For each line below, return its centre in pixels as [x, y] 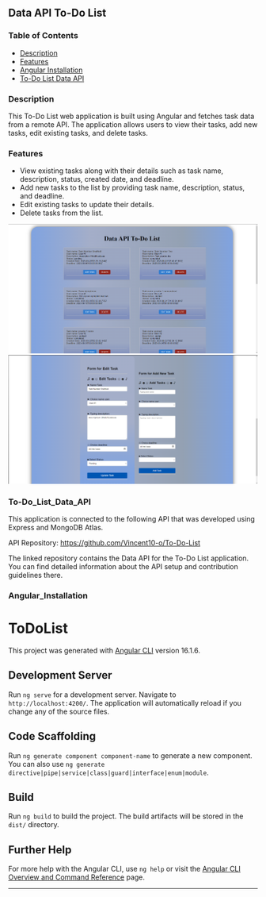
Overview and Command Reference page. [76, 877]
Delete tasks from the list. [61, 213]
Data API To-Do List [57, 13]
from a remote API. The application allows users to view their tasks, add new [133, 124]
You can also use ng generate [57, 764]
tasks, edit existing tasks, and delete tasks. [78, 133]
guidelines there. [36, 576]
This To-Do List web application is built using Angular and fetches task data [131, 116]
